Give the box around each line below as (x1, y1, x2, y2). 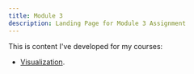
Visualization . (19, 57, 65, 67)
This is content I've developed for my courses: (8, 41, 163, 51)
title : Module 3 (8, 11, 63, 20)
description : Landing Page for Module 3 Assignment (8, 19, 186, 27)
